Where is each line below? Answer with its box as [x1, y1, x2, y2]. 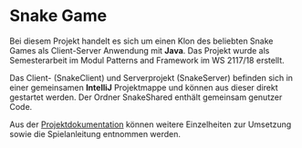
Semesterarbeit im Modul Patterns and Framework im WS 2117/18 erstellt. [9, 54, 285, 65]
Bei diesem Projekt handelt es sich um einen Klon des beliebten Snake [9, 35, 274, 46]
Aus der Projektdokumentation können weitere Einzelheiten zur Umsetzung [9, 119, 292, 130]
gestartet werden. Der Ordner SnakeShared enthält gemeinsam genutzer [9, 92, 283, 103]
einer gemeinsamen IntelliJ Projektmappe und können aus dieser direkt [9, 82, 278, 93]
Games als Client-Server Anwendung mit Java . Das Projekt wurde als [9, 44, 270, 55]
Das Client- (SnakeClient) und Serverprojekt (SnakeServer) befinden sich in [9, 72, 294, 83]
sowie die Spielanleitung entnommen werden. [9, 128, 181, 139]
